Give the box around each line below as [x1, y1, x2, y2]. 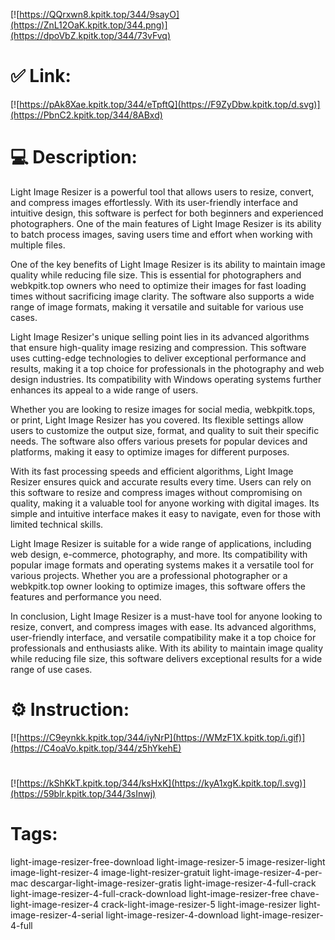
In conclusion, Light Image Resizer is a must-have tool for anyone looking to [10, 610, 323, 622]
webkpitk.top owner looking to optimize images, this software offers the [10, 580, 307, 592]
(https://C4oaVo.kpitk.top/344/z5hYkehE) [10, 742, 182, 754]
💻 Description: [10, 146, 138, 169]
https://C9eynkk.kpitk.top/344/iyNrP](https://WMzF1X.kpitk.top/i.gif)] [19, 731, 306, 743]
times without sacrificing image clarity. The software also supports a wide [10, 290, 315, 302]
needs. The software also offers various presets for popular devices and [10, 435, 308, 447]
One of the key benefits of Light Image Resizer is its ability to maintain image [10, 258, 326, 270]
